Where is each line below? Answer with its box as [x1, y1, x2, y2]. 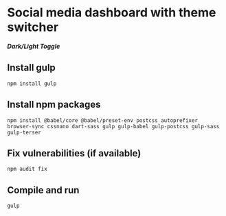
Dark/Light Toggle [7, 42, 60, 50]
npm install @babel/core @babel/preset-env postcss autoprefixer [7, 117, 198, 124]
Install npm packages [7, 99, 101, 110]
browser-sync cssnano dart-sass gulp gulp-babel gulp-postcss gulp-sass [7, 123, 220, 130]
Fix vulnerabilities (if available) [7, 147, 142, 159]
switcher [7, 19, 59, 35]
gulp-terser [7, 129, 41, 136]
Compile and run [7, 184, 80, 196]
